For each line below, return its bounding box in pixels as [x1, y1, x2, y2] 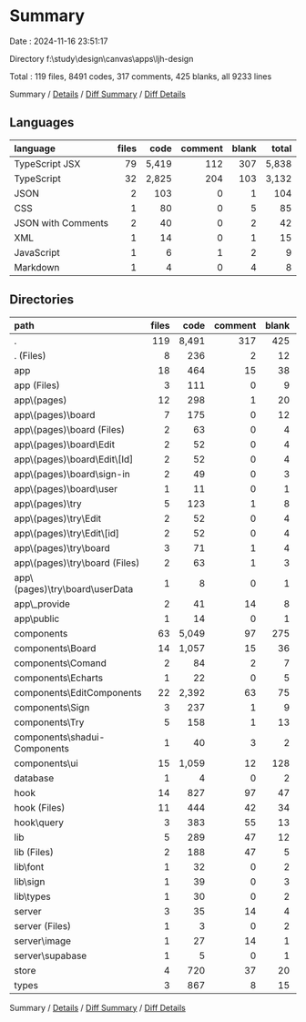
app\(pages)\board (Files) [14, 423, 126, 435]
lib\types [14, 890, 52, 903]
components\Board [14, 641, 97, 654]
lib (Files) [14, 845, 55, 858]
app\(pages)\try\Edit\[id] [14, 526, 120, 539]
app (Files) [14, 379, 61, 392]
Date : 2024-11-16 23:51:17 [9, 36, 108, 46]
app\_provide [14, 598, 71, 610]
